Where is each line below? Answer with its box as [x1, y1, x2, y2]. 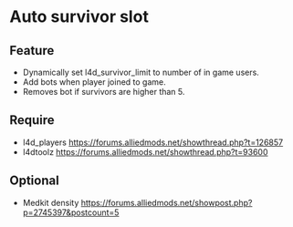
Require [9, 112, 55, 129]
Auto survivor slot [9, 6, 149, 27]
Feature [9, 43, 55, 58]
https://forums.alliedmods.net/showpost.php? [80, 197, 253, 208]
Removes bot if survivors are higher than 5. [22, 87, 185, 97]
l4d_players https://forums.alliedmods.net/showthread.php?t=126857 [22, 137, 284, 148]
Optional [9, 173, 59, 189]
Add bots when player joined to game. [22, 77, 166, 88]
